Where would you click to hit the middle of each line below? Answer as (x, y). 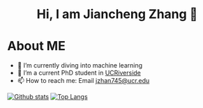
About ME (37, 46)
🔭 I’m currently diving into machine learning (80, 65)
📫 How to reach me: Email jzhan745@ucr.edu (83, 81)
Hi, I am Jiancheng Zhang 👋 (117, 14)
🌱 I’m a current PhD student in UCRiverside (79, 73)
